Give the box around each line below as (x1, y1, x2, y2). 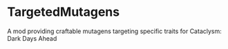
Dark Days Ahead (7, 34, 57, 42)
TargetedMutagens (7, 4, 120, 20)
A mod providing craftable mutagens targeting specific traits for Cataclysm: (7, 27, 222, 35)
